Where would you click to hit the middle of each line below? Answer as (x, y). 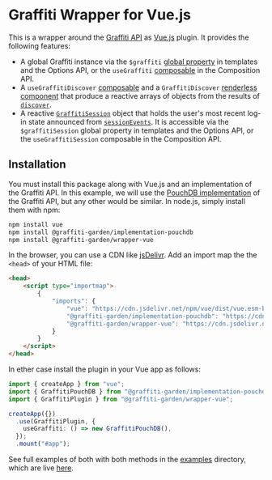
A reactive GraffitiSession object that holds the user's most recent (133, 113)
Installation (37, 165)
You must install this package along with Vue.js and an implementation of (130, 184)
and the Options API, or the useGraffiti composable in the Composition (140, 70)
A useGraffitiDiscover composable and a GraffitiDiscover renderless (138, 87)
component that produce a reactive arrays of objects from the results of (140, 96)
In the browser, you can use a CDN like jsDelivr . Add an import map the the (133, 255)
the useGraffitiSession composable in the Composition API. (121, 138)
